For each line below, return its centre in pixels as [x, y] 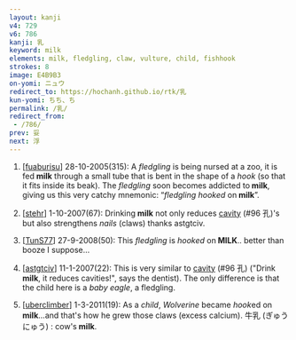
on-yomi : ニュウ [37, 83]
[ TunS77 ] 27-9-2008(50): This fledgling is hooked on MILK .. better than [153, 240]
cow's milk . [76, 326]
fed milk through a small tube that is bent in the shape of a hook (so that [154, 176]
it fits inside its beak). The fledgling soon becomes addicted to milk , [146, 185]
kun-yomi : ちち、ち [43, 100]
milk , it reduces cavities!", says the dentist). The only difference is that [151, 278]
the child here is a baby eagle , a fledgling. [98, 287]
